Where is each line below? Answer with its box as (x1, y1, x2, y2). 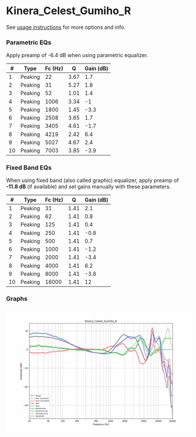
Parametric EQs (6, 38, 52, 47)
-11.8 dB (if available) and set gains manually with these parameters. (6, 183, 171, 190)
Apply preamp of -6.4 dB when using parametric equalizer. (6, 52, 148, 59)
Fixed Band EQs (6, 163, 52, 171)
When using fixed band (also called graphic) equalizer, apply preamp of (6, 177, 179, 184)
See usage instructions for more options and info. (6, 24, 126, 31)
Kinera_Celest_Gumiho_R (6, 4, 131, 18)
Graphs (6, 294, 28, 303)
